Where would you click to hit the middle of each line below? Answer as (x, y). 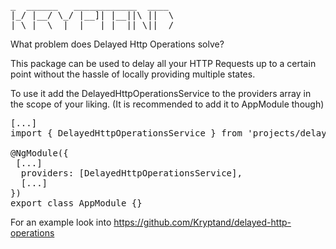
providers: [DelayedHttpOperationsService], (131, 173)
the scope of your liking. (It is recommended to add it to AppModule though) (167, 104)
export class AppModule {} (76, 203)
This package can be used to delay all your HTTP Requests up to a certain (163, 63)
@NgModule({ (39, 153)
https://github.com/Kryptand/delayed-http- (202, 222)
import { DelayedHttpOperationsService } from (126, 133)
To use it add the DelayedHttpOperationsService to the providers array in (161, 93)
